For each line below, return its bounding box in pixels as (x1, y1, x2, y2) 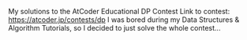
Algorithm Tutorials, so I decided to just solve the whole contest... (8, 24, 221, 32)
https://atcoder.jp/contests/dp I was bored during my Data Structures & (8, 15, 240, 24)
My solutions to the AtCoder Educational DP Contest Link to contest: (8, 7, 230, 16)
